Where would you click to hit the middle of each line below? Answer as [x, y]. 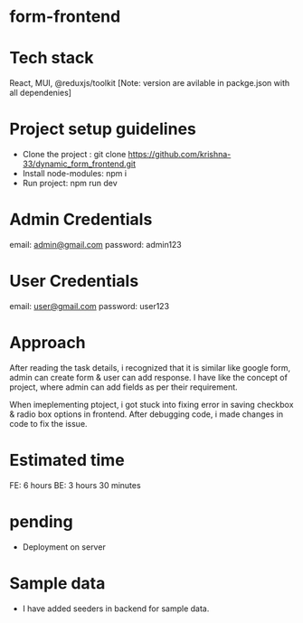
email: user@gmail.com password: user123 [90, 306]
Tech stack [52, 58]
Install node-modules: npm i [75, 174]
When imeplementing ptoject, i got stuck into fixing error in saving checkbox [151, 404]
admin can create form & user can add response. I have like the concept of [148, 377]
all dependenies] [41, 93]
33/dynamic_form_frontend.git [79, 164]
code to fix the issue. [48, 423]
